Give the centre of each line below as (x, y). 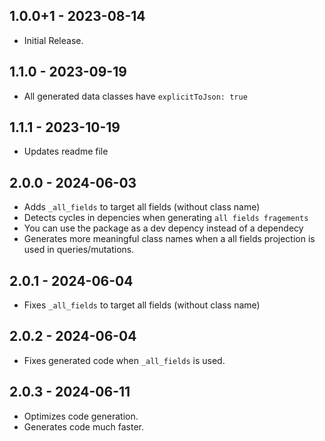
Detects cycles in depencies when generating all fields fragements (166, 218)
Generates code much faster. (83, 426)
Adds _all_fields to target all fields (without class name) (142, 207)
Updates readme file (66, 151)
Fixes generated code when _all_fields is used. (124, 360)
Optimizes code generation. (81, 416)
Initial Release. (53, 40)
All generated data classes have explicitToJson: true (135, 96)
